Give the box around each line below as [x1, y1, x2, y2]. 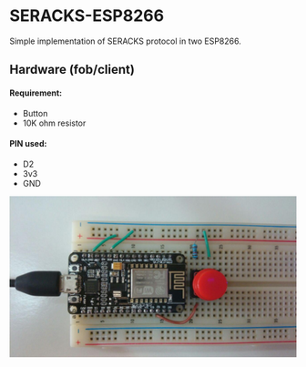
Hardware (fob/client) [9, 62, 135, 77]
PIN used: [9, 138, 47, 149]
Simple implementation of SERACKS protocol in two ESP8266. [9, 36, 241, 46]
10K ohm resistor [22, 117, 87, 128]
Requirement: [9, 87, 63, 98]
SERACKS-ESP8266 [9, 5, 165, 26]
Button [22, 107, 48, 118]
